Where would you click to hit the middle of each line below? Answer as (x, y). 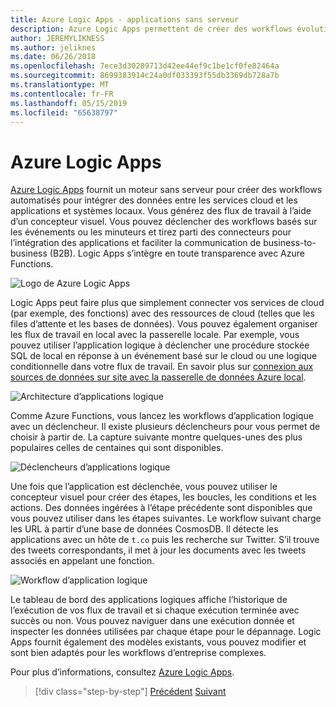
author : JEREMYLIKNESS (57, 38)
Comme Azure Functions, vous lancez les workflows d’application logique (162, 416)
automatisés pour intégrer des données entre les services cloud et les (154, 200)
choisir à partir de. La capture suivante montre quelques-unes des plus (156, 437)
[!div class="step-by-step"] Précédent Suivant (130, 692)
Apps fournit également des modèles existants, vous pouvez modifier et (158, 642)
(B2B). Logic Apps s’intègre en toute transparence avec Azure (177, 253)
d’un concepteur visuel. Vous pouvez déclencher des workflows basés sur (164, 222)
